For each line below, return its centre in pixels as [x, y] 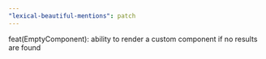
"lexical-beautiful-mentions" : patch [72, 16]
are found [25, 47]
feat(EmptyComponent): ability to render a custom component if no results [133, 39]
